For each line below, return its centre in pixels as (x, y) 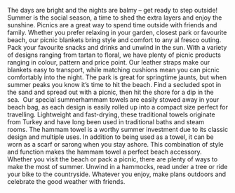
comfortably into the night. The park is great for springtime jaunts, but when (117, 77)
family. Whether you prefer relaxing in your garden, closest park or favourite (117, 32)
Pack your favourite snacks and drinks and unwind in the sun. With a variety (117, 47)
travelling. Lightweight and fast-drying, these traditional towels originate (111, 114)
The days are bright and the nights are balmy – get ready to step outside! (113, 10)
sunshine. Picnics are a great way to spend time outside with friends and (112, 25)
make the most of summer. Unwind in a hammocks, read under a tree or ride (117, 167)
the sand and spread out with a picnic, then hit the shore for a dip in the (110, 92)
